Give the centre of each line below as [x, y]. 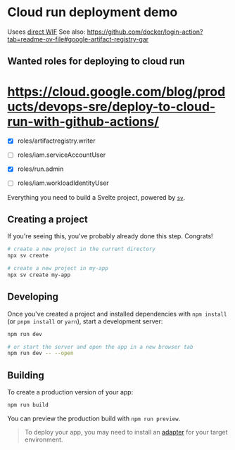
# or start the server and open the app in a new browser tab [100, 347]
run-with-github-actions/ [83, 121]
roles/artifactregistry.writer [56, 141]
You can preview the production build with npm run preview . [94, 418]
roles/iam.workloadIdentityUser [63, 183]
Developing [33, 297]
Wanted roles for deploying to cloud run [96, 62]
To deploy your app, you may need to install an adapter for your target [126, 432]
